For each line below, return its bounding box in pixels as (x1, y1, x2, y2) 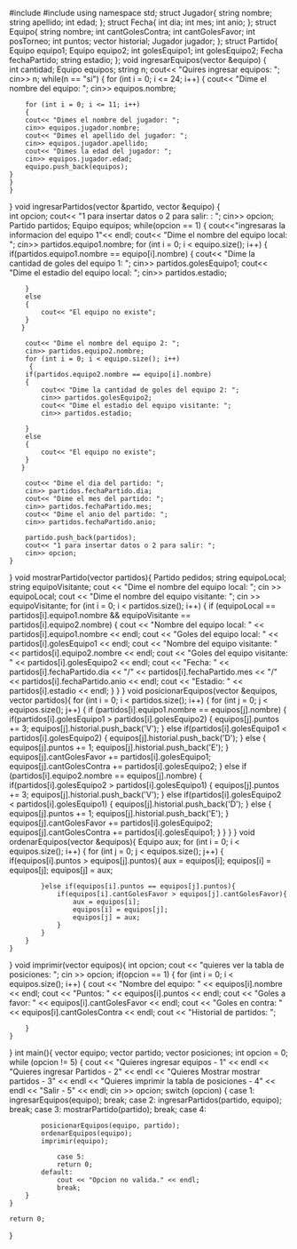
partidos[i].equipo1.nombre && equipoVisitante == (9, 610, 191, 620)
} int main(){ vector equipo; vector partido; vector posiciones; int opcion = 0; (9, 1047, 289, 1058)
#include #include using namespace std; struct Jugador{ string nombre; (9, 8, 273, 18)
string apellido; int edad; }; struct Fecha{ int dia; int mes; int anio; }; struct (9, 17, 277, 28)
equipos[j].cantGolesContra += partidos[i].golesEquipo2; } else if (9, 761, 247, 771)
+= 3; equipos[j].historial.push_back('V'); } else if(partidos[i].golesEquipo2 (9, 790, 282, 800)
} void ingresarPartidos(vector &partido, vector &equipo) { (9, 202, 221, 211)
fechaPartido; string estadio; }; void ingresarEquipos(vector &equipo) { (9, 55, 267, 65)
